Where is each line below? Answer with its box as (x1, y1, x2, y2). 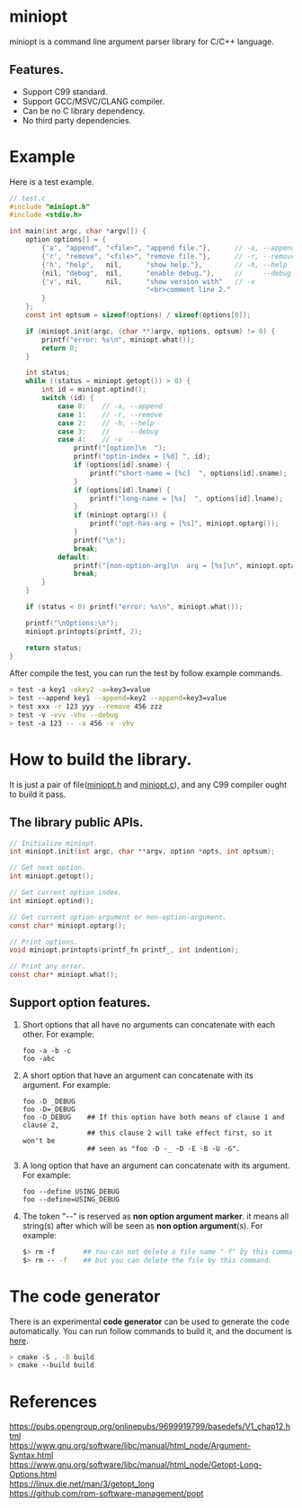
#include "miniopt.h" (9, 202, 91, 211)
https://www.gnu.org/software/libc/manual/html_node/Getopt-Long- (9, 1459, 262, 1470)
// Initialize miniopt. (9, 838, 99, 848)
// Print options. (9, 937, 78, 946)
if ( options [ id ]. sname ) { (73, 461, 171, 470)
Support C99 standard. (22, 86, 108, 96)
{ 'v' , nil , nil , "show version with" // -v (41, 277, 255, 286)
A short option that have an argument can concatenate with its (22, 1070, 253, 1081)
